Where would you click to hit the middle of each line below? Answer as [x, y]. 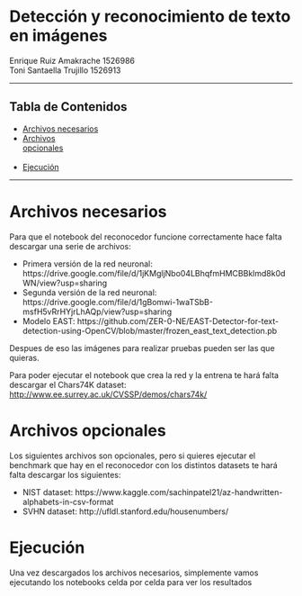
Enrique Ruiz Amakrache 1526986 [72, 60]
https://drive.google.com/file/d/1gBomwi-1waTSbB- [118, 302]
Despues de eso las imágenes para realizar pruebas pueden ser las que [142, 348]
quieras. [24, 357]
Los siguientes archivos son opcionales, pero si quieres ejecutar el [133, 456]
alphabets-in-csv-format [68, 501]
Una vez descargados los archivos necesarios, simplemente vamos [134, 573]
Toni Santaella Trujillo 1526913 [65, 70]
